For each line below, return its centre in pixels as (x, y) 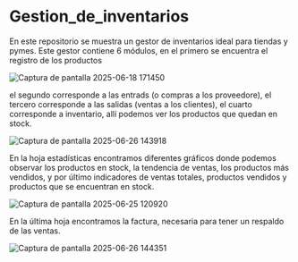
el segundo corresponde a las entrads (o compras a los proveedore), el (140, 95)
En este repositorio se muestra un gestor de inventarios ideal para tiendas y (149, 41)
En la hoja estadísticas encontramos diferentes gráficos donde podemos (143, 157)
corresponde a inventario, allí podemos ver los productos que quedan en (144, 114)
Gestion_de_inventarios (99, 17)
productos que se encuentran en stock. (82, 186)
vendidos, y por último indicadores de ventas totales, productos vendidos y (148, 177)
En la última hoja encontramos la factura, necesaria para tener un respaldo (147, 221)
